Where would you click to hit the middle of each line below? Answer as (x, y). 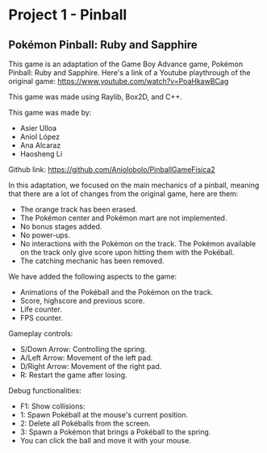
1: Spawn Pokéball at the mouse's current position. (104, 415)
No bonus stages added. (61, 226)
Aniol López (40, 136)
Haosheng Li (41, 154)
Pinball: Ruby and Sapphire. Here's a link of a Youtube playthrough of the (129, 73)
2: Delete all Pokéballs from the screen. (85, 423)
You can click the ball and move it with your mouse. (105, 440)
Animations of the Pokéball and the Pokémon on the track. (117, 292)
